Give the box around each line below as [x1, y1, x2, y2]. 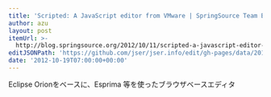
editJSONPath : [8, 49, 56, 57]
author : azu [8, 19, 48, 27]
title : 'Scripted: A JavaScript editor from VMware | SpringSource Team [8, 11, 258, 20]
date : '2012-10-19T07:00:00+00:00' [8, 57, 128, 65]
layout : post [8, 26, 52, 34]
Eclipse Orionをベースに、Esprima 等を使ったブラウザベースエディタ [8, 79, 236, 89]
